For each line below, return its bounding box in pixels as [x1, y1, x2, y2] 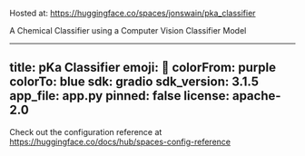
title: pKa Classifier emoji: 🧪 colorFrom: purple [9, 60, 277, 75]
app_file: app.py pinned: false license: [9, 88, 230, 103]
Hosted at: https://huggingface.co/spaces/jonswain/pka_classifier [9, 8, 256, 18]
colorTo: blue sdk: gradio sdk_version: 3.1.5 [9, 74, 259, 90]
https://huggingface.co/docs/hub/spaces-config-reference [9, 136, 231, 147]
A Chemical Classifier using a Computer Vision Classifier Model [9, 25, 247, 35]
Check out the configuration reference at [9, 126, 162, 137]
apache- [231, 88, 281, 103]
